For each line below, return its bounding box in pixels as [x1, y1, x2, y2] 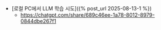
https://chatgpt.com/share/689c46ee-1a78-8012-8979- [20, 12, 155, 18]
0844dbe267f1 [20, 18, 57, 24]
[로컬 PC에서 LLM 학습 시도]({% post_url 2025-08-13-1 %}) [11, 5, 152, 12]
